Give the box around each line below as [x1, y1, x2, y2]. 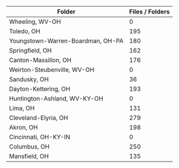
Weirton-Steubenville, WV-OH [9, 66, 95, 73]
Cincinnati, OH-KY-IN [9, 133, 71, 141]
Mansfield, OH [9, 152, 49, 160]
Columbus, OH [9, 143, 50, 150]
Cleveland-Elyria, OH [9, 114, 69, 122]
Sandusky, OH [9, 75, 49, 83]
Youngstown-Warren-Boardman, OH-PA [9, 37, 124, 45]
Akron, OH [9, 124, 38, 131]
